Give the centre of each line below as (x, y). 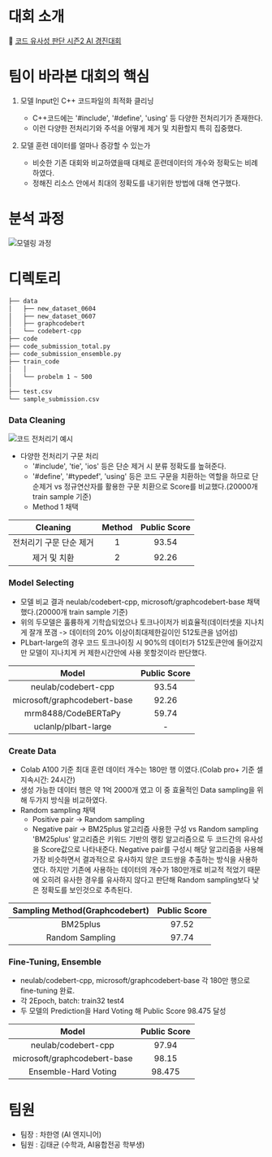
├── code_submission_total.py (60, 346)
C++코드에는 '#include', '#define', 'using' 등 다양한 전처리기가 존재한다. (147, 118)
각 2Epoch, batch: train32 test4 (72, 1001)
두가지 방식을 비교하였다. (68, 800)
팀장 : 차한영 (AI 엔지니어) (61, 1134)
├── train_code (34, 361)
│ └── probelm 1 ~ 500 (50, 376)
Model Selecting (41, 583)
